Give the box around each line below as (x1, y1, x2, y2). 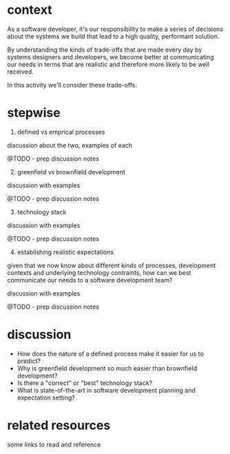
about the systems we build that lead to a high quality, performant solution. (7, 32, 220, 40)
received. (7, 68, 34, 76)
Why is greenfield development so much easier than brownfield (17, 364, 198, 372)
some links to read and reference (7, 440, 101, 448)
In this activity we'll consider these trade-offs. (7, 81, 138, 89)
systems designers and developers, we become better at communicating (7, 52, 214, 61)
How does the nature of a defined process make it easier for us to (17, 349, 205, 358)
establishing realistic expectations (17, 247, 114, 256)
